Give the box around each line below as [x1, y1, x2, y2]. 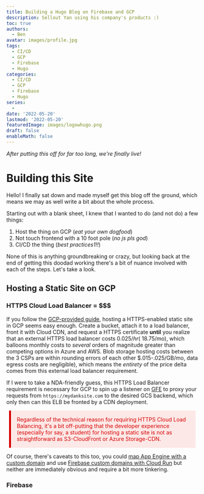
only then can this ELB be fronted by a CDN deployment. [6, 398, 148, 405]
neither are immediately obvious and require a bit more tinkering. [6, 466, 169, 473]
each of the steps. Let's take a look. [6, 265, 96, 273]
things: [6, 216, 24, 223]
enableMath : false [6, 133, 53, 140]
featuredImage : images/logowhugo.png [6, 122, 102, 128]
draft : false [6, 128, 40, 134]
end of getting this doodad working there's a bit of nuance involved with [6, 259, 188, 266]
